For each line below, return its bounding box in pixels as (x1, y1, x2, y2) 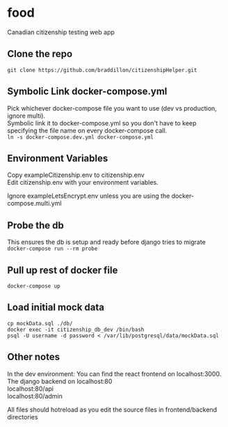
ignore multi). (7, 111, 46, 120)
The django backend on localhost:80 (7, 377, 113, 385)
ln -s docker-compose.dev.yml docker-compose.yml (7, 134, 154, 141)
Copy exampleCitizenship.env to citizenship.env (7, 171, 145, 179)
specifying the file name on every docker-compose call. (7, 126, 168, 134)
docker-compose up (7, 283, 60, 290)
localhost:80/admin (7, 391, 63, 400)
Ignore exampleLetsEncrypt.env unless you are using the (7, 192, 170, 200)
